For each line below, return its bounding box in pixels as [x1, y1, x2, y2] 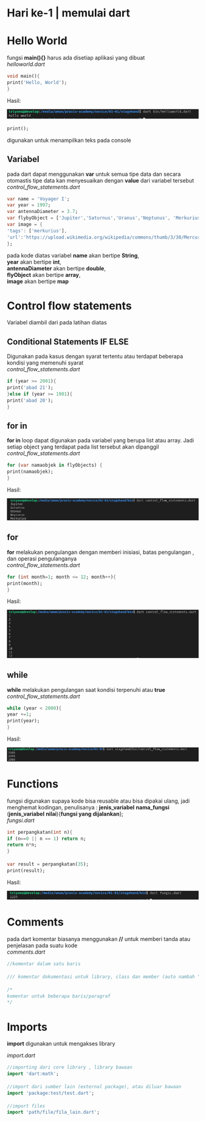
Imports [7, 1020, 47, 1034]
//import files [7, 1103, 46, 1109]
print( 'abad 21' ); [7, 385, 54, 391]
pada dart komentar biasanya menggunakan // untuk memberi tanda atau [7, 935, 191, 943]
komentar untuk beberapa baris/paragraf [7, 993, 111, 999]
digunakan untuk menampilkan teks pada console [7, 136, 131, 144]
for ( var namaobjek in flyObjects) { [7, 463, 103, 469]
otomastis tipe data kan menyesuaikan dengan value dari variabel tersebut [7, 176, 194, 184]
